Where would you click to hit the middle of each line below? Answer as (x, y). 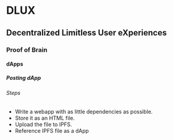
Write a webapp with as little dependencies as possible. (84, 111)
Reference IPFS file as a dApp (52, 130)
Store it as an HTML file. (45, 118)
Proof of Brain (27, 50)
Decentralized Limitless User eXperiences (86, 33)
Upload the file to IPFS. (43, 124)
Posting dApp (24, 78)
